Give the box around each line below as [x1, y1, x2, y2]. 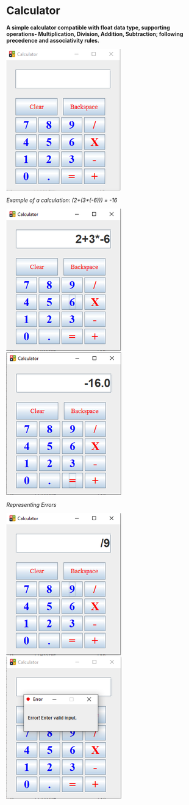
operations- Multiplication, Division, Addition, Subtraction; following [6, 30, 184, 37]
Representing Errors [6, 501, 57, 508]
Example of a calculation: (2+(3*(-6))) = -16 [6, 196, 118, 204]
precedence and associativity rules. [6, 37, 99, 44]
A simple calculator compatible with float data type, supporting [6, 24, 171, 31]
